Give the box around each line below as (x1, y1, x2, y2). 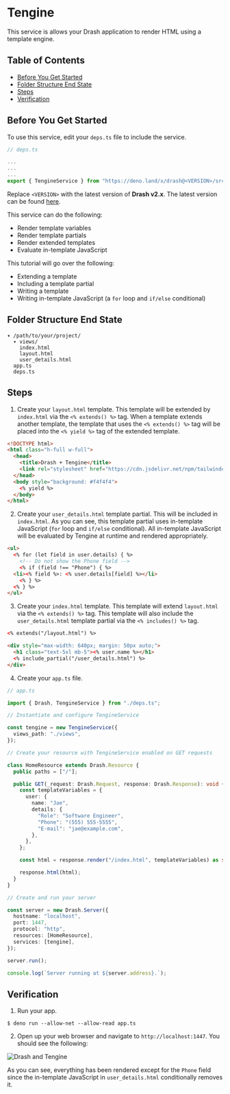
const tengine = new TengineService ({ (7, 724, 118, 731)
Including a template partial (16, 279, 94, 287)
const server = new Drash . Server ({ (7, 907, 109, 914)
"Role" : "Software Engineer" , (37, 812, 125, 819)
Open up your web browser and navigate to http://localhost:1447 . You (16, 1032, 220, 1041)
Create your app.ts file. (16, 674, 84, 682)
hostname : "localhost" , (13, 913, 81, 920)
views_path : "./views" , (13, 730, 81, 738)
